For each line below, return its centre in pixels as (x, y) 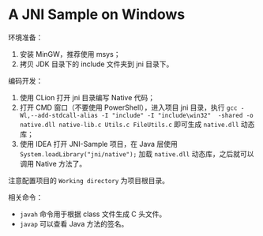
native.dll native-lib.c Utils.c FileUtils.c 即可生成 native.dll (129, 124)
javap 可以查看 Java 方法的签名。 (74, 223)
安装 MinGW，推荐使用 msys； (70, 54)
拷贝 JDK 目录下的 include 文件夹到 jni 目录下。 (96, 64)
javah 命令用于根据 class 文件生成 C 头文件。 (93, 214)
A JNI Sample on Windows (97, 15)
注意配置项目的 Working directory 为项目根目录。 (89, 180)
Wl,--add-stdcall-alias (59, 115)
